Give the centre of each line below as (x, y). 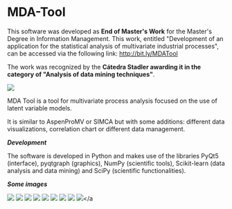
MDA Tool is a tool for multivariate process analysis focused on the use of (113, 101)
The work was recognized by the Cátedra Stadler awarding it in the (104, 67)
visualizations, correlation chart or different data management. (96, 128)
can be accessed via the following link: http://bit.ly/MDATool (92, 53)
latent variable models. (40, 108)
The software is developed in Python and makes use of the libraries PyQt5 (113, 156)
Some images (27, 184)
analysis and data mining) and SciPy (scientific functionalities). (97, 170)
